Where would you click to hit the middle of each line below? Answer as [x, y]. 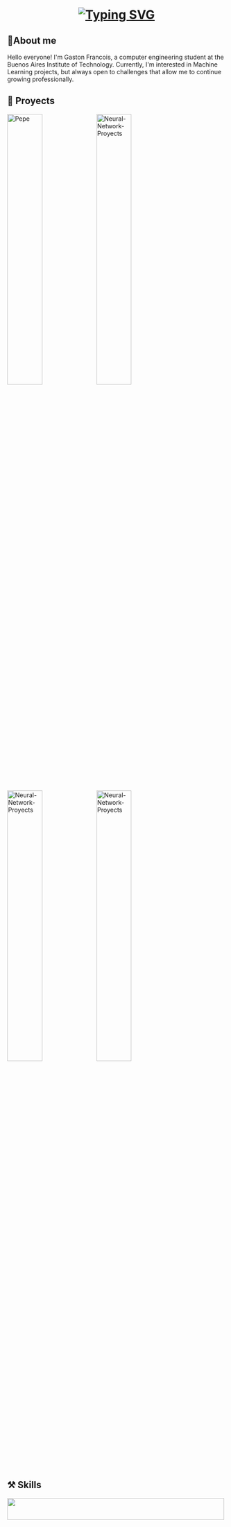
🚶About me [32, 41]
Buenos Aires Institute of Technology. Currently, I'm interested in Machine [113, 65]
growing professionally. [41, 79]
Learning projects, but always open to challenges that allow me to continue [114, 72]
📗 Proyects [31, 101]
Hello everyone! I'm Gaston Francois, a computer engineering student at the [115, 57]
